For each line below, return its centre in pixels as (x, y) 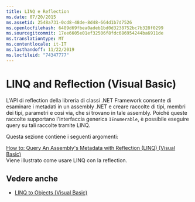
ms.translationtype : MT (35, 39)
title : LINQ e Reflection (37, 11)
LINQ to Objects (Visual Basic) (51, 193)
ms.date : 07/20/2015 (31, 17)
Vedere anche (32, 178)
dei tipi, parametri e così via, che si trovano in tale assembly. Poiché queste (97, 112)
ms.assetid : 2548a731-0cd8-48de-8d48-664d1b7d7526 (69, 22)
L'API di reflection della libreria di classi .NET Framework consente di (89, 100)
